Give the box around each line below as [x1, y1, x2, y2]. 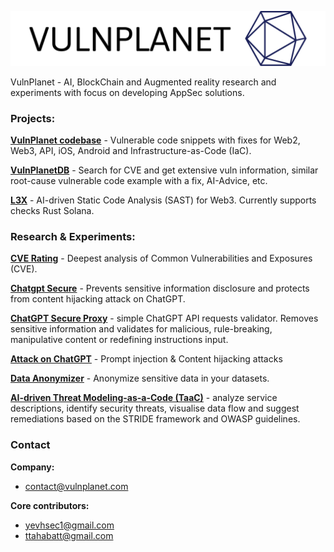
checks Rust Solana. [10, 204, 95, 216]
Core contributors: [10, 499, 90, 511]
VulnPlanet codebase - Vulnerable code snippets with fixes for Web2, [10, 134, 301, 146]
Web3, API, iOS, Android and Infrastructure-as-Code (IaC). [10, 144, 252, 156]
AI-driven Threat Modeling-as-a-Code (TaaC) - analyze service [10, 392, 278, 404]
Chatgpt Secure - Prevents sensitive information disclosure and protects [10, 282, 310, 295]
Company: [10, 461, 55, 473]
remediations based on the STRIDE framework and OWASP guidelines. [10, 413, 301, 425]
